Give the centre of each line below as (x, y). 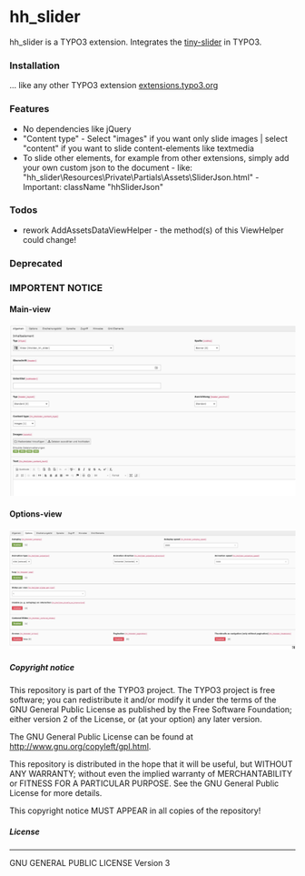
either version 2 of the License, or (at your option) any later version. (136, 720)
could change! (49, 239)
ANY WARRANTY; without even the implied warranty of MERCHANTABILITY (151, 774)
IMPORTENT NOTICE (56, 287)
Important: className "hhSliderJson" (93, 186)
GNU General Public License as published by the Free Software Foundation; (151, 710)
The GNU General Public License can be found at (101, 737)
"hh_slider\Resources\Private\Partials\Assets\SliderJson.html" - (141, 177)
